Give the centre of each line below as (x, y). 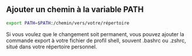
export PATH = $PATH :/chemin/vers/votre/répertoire (68, 23)
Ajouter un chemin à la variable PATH (75, 10)
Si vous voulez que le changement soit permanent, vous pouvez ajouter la (95, 34)
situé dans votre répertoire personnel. (52, 47)
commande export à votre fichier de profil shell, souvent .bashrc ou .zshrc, (96, 40)
